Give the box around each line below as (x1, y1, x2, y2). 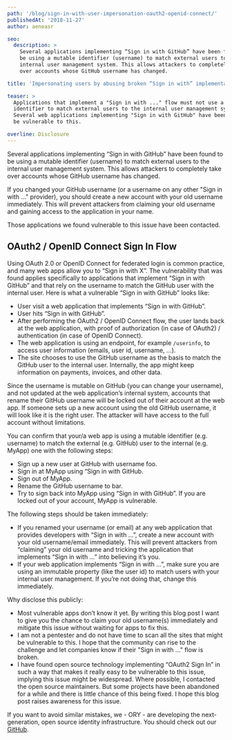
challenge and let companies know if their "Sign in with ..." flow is (17, 645, 204, 654)
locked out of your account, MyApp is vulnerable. (17, 496, 157, 505)
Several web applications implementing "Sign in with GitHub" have (13, 112, 212, 119)
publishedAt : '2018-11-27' (7, 17, 85, 24)
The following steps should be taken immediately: (7, 510, 148, 518)
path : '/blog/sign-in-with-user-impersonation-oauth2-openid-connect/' (7, 10, 217, 17)
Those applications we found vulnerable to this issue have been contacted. (7, 221, 221, 229)
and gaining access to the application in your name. (7, 207, 154, 215)
